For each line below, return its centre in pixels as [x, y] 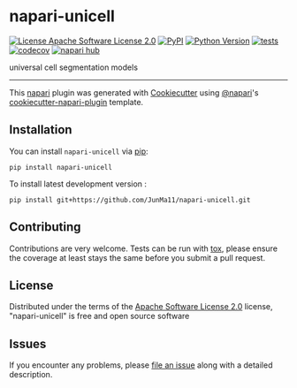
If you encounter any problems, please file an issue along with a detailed [141, 365]
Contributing [45, 227]
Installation [41, 130]
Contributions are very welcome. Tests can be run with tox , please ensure [144, 248]
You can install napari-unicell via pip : [79, 151]
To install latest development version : [78, 184]
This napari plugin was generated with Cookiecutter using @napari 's [134, 92]
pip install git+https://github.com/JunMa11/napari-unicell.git [130, 200]
